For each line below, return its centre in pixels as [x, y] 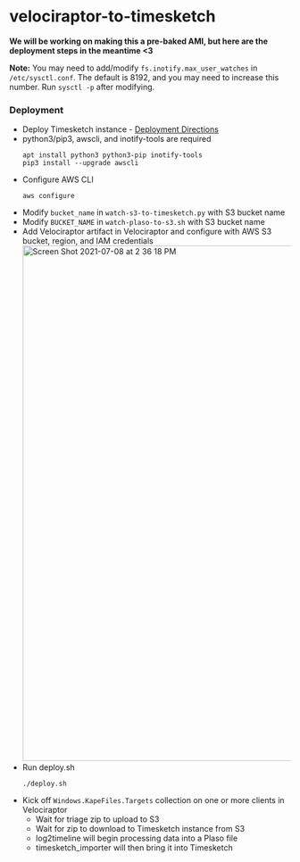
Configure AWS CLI [58, 179]
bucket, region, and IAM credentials [88, 241]
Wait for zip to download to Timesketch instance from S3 [140, 829]
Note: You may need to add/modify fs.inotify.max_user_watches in [133, 68]
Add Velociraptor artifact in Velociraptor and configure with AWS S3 [147, 232]
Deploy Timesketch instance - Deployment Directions [120, 129]
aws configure [48, 196]
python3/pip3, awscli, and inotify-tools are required [117, 139]
